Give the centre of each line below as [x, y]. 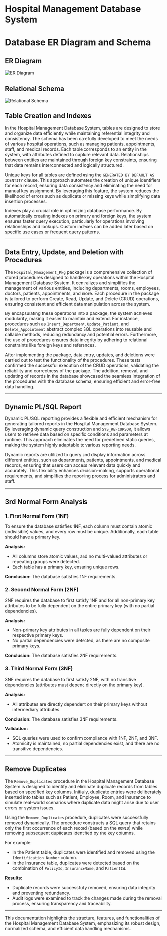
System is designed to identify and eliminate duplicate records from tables [81, 786]
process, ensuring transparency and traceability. [62, 903]
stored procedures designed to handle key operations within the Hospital [80, 277]
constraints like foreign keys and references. [51, 345]
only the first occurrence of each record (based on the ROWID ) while [74, 828]
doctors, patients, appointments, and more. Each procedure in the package [82, 293]
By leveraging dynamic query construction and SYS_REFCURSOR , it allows [78, 429]
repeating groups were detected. [46, 562]
